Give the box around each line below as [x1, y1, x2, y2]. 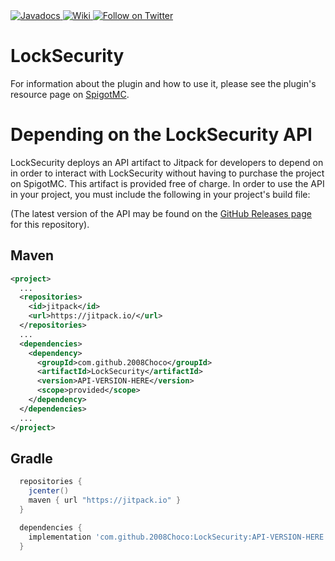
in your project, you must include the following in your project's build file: [10, 188, 311, 200]
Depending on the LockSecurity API [10, 124, 313, 146]
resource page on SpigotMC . [10, 88, 130, 100]
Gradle [10, 450, 53, 467]
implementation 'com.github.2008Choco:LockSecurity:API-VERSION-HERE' [28, 532, 329, 542]
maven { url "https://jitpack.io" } [28, 495, 182, 506]
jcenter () [28, 486, 70, 496]
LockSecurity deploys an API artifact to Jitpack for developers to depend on [10, 156, 324, 168]
